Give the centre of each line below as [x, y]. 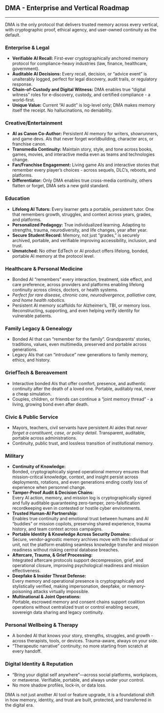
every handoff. [27, 651]
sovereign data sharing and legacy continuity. [58, 613]
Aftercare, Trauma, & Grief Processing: [52, 555]
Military [14, 456]
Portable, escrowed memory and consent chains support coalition [78, 602]
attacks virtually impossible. [61, 591]
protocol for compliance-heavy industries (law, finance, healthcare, [80, 64]
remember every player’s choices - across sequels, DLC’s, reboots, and [84, 170]
